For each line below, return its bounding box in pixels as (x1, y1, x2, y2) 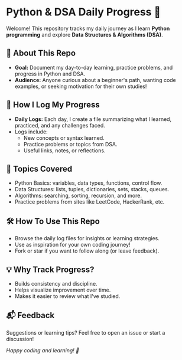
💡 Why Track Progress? (6, 264, 95, 274)
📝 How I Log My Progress (6, 100, 100, 110)
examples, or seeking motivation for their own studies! (14, 83, 147, 90)
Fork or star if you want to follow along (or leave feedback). (14, 247, 160, 254)
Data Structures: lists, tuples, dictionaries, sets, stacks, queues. (14, 186, 170, 193)
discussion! (6, 335, 34, 342)
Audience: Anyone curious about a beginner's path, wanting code (14, 76, 176, 83)
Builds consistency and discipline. (14, 280, 97, 287)
